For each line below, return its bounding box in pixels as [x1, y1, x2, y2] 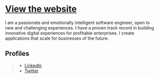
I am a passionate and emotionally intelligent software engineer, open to [5, 20, 150, 26]
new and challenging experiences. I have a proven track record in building [5, 25, 154, 30]
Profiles [5, 50, 29, 58]
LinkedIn [24, 62, 42, 68]
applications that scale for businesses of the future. [5, 35, 109, 41]
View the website [5, 3, 77, 15]
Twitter [24, 68, 39, 74]
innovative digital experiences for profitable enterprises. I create [5, 30, 135, 36]
